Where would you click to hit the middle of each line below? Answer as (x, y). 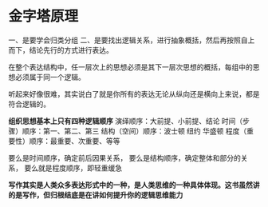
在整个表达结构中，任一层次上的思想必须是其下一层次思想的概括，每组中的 (130, 67)
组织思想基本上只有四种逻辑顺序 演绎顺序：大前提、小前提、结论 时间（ (126, 121)
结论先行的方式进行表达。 (71, 50)
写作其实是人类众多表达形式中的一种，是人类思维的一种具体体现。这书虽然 (130, 185)
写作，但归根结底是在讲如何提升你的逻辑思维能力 (102, 195)
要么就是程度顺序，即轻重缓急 (73, 168)
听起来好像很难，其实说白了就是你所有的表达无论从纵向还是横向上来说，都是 (134, 94)
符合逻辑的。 (29, 104)
